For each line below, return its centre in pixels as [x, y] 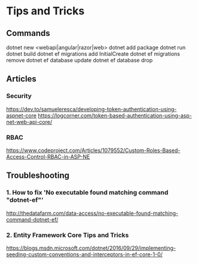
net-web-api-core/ [29, 122]
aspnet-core [22, 116]
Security [19, 96]
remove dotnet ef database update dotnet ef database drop [80, 60]
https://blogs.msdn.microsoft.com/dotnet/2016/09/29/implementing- [91, 248]
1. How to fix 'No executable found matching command [87, 193]
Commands [28, 33]
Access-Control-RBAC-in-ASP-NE [48, 156]
